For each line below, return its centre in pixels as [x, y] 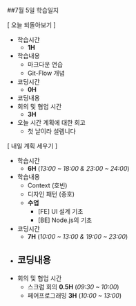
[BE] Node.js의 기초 [65, 220]
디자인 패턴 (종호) [51, 194]
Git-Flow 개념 [46, 73]
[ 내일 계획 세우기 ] [32, 146]
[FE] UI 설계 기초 [60, 211]
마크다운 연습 [45, 64]
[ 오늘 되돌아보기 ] [32, 25]
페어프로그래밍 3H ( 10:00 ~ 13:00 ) [75, 295]
